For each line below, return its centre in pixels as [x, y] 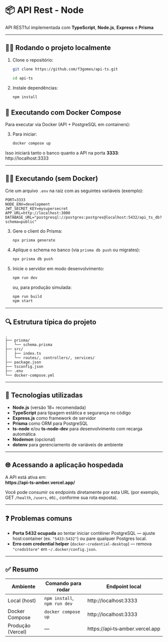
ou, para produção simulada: [42, 287]
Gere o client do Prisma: [37, 231]
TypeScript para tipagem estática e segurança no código [71, 413]
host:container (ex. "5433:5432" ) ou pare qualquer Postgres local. [79, 538]
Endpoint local [124, 586]
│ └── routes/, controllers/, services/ [50, 358]
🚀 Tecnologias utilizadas [44, 396]
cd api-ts [23, 78]
